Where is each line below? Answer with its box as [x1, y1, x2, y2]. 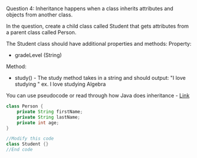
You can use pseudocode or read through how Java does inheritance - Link [6, 92, 190, 99]
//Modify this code [6, 136, 54, 142]
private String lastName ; [17, 114, 81, 120]
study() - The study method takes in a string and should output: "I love [14, 75, 186, 81]
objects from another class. [6, 11, 73, 18]
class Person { [6, 103, 44, 109]
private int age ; [17, 120, 60, 126]
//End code [6, 147, 33, 153]
